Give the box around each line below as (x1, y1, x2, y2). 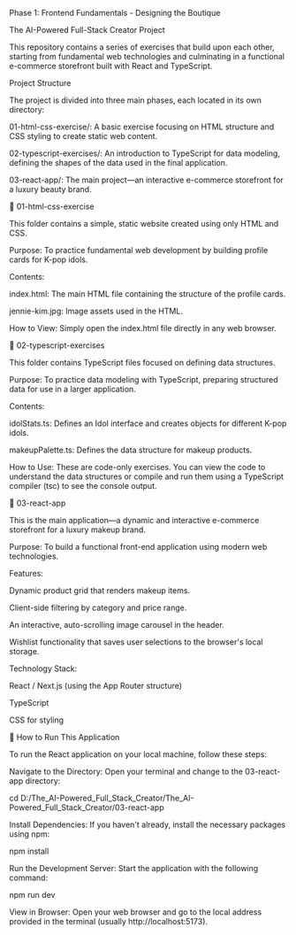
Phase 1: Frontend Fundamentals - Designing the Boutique (9, 8, 221, 18)
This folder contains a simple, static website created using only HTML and (9, 219, 279, 228)
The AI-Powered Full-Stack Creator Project (9, 25, 165, 35)
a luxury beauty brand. (9, 184, 92, 194)
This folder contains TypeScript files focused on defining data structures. (9, 358, 276, 367)
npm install (9, 846, 49, 856)
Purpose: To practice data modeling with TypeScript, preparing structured (9, 375, 278, 384)
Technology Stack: (9, 663, 78, 674)
